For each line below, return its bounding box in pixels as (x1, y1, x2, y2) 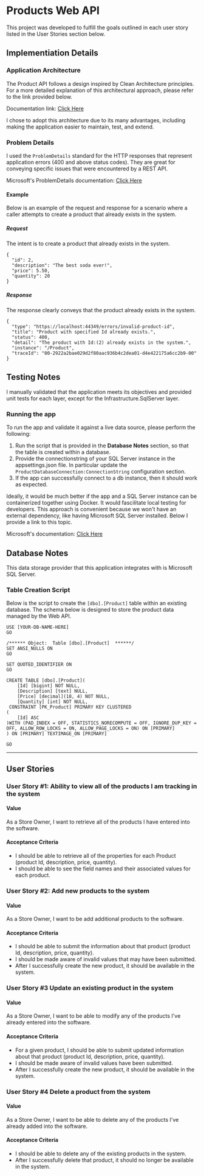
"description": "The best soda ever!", (12, 262, 113, 268)
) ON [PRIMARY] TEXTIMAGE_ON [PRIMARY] (6, 731, 107, 737)
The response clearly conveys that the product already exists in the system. (6, 307, 196, 314)
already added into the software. (6, 1122, 88, 1130)
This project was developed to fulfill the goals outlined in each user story (6, 24, 189, 31)
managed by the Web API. (6, 612, 72, 620)
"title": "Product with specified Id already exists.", (12, 329, 156, 335)
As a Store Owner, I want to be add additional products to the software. (6, 915, 184, 923)
